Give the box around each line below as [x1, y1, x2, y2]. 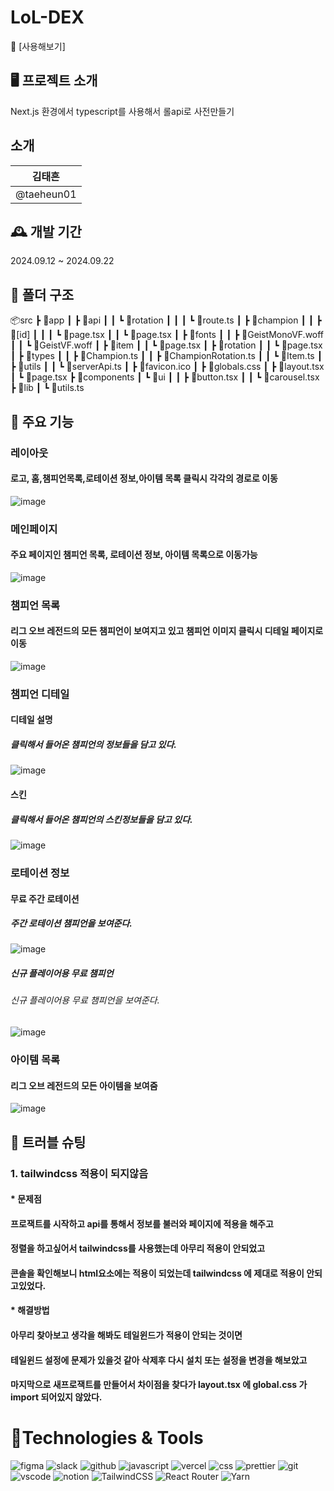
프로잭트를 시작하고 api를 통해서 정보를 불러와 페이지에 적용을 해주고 [10, 1217, 274, 1230]
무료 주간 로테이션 [10, 892, 80, 905]
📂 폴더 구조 [10, 286, 75, 303]
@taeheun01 [15, 187, 77, 201]
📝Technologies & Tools [10, 1427, 204, 1450]
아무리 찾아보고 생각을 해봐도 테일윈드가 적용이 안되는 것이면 [10, 1329, 243, 1341]
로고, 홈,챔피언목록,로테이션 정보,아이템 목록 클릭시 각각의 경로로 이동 [10, 472, 278, 485]
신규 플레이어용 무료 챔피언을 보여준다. [10, 994, 160, 1006]
